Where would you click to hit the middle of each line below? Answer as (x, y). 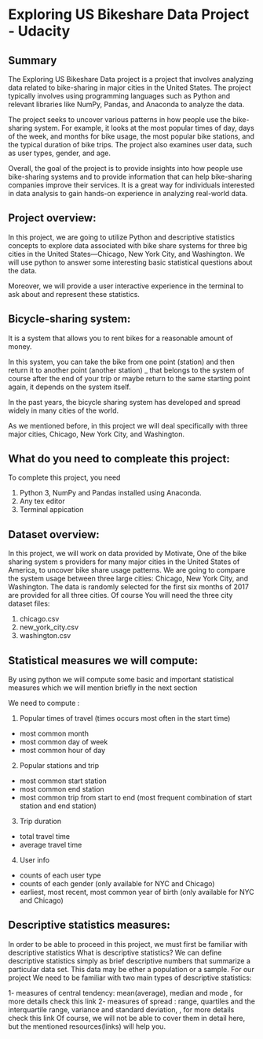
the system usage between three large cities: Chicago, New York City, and (128, 579)
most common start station (63, 781)
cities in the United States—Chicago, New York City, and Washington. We (127, 254)
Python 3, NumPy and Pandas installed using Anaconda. (110, 493)
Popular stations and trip (59, 766)
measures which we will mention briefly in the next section (103, 688)
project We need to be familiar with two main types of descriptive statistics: (130, 978)
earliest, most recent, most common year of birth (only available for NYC (137, 892)
